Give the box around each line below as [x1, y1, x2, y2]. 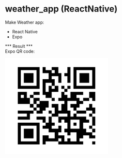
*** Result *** [5, 43, 33, 49]
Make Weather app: [5, 19, 45, 25]
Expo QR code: [5, 48, 35, 54]
